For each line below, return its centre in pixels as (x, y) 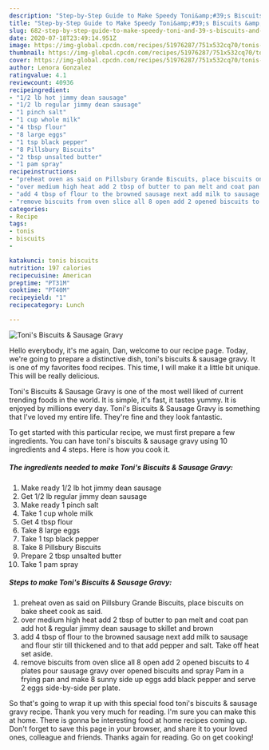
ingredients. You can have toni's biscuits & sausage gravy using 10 (119, 441)
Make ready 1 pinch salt (59, 505)
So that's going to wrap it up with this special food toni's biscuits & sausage (133, 703)
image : (20, 46)
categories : (29, 209)
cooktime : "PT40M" (40, 290)
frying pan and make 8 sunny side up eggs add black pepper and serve (138, 679)
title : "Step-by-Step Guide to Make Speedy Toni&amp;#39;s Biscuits (125, 23)
